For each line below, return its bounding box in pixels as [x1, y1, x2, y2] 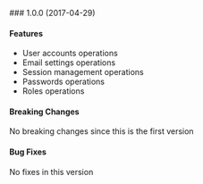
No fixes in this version [9, 166, 94, 177]
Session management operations [21, 67, 145, 78]
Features [9, 28, 43, 38]
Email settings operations [21, 57, 116, 68]
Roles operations [21, 86, 85, 96]
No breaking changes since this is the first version [9, 126, 194, 137]
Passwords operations [21, 76, 106, 88]
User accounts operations [21, 48, 118, 59]
